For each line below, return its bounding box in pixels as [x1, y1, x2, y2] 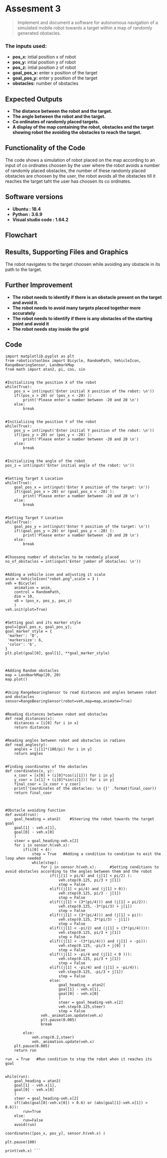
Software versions [5, 193, 64, 201]
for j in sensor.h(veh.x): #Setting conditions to [40, 864, 159, 870]
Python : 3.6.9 [12, 211, 43, 217]
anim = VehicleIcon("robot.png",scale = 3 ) [5, 576, 99, 581]
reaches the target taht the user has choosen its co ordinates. [5, 178, 132, 184]
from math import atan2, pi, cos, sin [5, 367, 85, 372]
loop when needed [5, 856, 41, 861]
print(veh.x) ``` [5, 1148, 41, 1153]
